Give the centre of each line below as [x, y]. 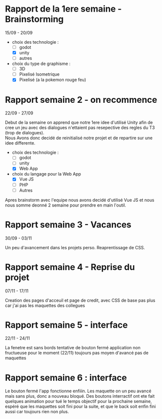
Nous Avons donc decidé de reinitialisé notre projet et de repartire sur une [79, 138]
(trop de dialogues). [25, 133]
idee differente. [20, 143]
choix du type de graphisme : [41, 64]
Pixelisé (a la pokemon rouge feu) [52, 80]
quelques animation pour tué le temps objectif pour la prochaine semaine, [79, 402]
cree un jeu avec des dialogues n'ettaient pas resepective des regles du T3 [80, 128]
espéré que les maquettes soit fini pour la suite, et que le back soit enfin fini [81, 406]
